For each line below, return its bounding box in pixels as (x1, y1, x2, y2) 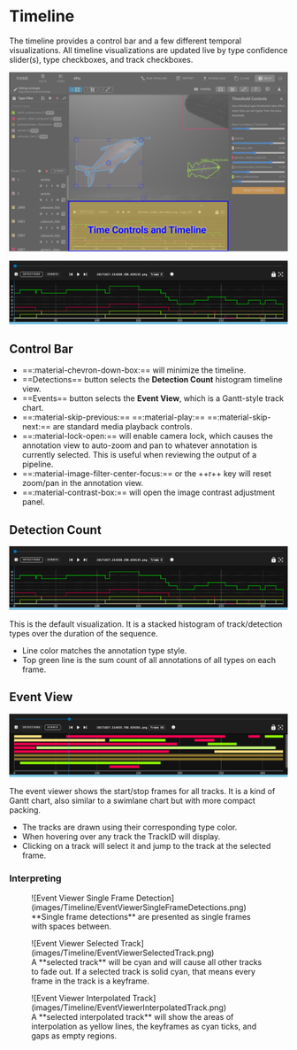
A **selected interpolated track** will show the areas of (31, 1011, 234, 1022)
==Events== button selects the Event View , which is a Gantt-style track (21, 393, 285, 404)
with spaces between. (31, 921, 112, 931)
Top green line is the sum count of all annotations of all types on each (21, 654, 277, 665)
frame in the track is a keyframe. (31, 976, 150, 986)
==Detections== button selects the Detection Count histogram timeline (21, 374, 283, 385)
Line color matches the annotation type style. (21, 645, 187, 656)
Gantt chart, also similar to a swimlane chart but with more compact (9, 795, 256, 807)
